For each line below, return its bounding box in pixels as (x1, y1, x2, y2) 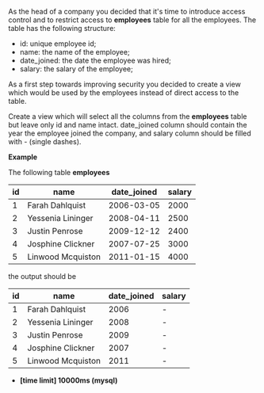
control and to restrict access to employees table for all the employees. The (8, 15, 256, 25)
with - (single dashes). (8, 137, 82, 146)
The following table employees (8, 168, 110, 177)
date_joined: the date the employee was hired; (19, 55, 172, 65)
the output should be (8, 272, 77, 280)
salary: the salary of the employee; (19, 64, 133, 74)
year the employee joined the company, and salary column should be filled (8, 128, 251, 138)
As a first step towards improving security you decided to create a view (8, 79, 242, 89)
